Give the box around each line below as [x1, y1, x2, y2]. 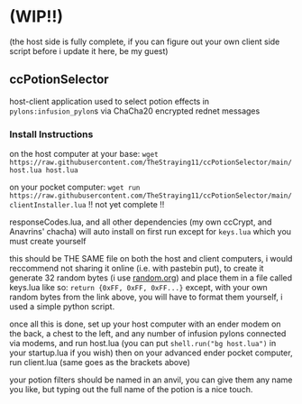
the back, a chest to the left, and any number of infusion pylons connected [9, 328, 287, 339]
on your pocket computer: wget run [9, 182, 141, 193]
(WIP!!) [9, 6, 64, 27]
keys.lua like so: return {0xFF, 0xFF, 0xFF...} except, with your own [9, 282, 268, 293]
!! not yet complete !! [87, 199, 165, 210]
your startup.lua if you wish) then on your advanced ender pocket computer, [9, 347, 293, 358]
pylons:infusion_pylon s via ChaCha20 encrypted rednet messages [9, 106, 261, 116]
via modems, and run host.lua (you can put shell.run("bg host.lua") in [9, 338, 277, 349]
